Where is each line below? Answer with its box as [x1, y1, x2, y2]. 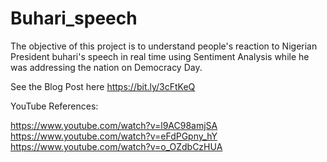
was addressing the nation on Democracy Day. [10, 61, 203, 73]
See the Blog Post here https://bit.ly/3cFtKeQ [10, 80, 196, 92]
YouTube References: [10, 100, 99, 112]
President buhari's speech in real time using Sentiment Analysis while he [10, 50, 310, 62]
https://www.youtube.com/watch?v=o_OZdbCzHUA [10, 140, 223, 152]
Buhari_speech [10, 7, 138, 30]
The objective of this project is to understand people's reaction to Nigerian [10, 40, 318, 52]
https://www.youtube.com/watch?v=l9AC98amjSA [10, 119, 218, 131]
